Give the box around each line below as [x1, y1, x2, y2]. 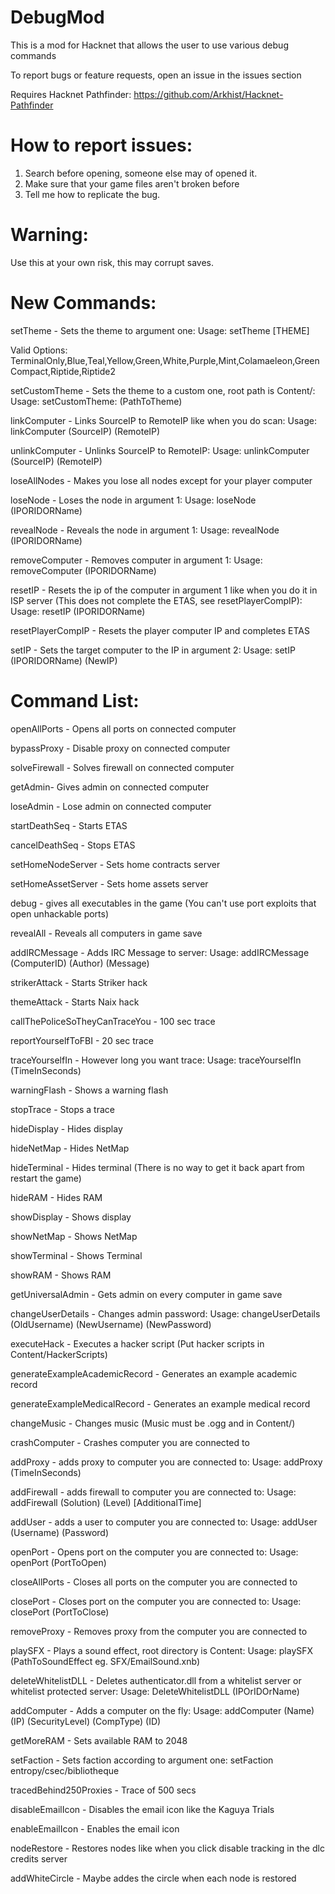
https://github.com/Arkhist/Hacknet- [133, 88, 284, 100]
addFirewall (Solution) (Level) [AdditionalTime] [10, 1496, 202, 1508]
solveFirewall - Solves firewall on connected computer [10, 761, 235, 773]
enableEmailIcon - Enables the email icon [10, 1822, 180, 1835]
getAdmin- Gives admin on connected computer [10, 781, 210, 793]
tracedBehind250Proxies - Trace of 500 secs [10, 1784, 197, 1796]
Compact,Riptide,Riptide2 [10, 365, 116, 377]
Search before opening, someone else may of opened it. [24, 167, 258, 179]
